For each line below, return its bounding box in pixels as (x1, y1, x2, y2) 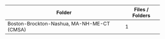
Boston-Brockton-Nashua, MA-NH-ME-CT (7, 20, 110, 27)
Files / (134, 6, 149, 13)
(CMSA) (7, 26, 26, 33)
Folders (132, 12, 151, 19)
